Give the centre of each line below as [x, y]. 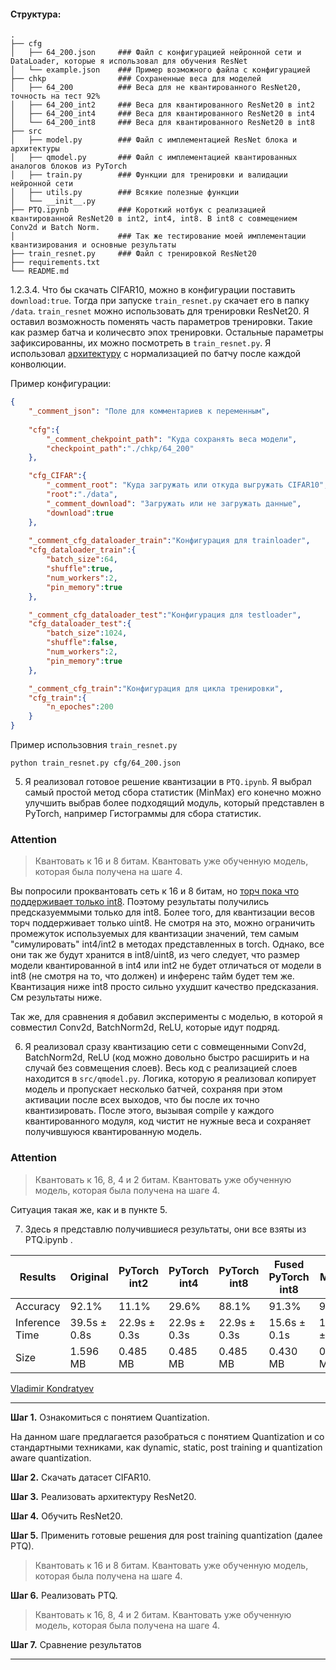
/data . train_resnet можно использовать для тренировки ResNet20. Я [160, 311]
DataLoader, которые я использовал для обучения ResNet [129, 61]
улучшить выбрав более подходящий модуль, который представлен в [174, 803]
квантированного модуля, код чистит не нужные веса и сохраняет [168, 1121]
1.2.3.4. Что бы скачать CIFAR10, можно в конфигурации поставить [153, 290]
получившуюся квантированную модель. [113, 1132]
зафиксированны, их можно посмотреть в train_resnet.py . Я [141, 343]
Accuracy [38, 1306]
